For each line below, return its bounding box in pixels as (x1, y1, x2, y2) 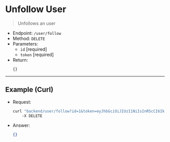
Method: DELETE (12, 35, 46, 41)
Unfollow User (5, 4, 67, 15)
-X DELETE (22, 113, 42, 118)
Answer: (12, 122, 30, 128)
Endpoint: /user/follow (12, 30, 62, 36)
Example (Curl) (5, 85, 54, 94)
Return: (12, 57, 28, 63)
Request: (12, 99, 31, 105)
